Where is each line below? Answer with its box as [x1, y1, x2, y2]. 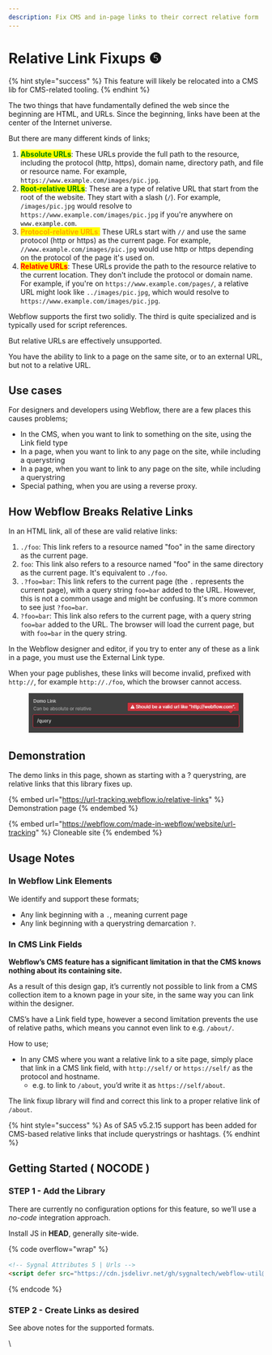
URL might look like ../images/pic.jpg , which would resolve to [19, 287, 229, 296]
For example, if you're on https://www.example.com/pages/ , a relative [19, 278, 249, 288]
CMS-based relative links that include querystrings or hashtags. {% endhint [8, 1129, 261, 1139]
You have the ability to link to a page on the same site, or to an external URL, [8, 352, 263, 361]
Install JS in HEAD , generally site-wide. [8, 1228, 139, 1238]
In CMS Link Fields [8, 939, 83, 950]
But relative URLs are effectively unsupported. [8, 335, 162, 345]
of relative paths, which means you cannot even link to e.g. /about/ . [8, 1023, 235, 1033]
